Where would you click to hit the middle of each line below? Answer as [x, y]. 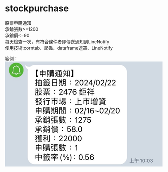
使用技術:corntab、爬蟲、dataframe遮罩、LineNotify [59, 48]
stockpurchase [37, 9]
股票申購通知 [18, 23]
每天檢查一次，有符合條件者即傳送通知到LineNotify [57, 42]
